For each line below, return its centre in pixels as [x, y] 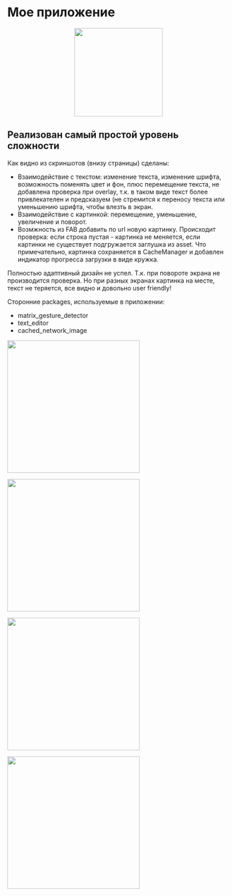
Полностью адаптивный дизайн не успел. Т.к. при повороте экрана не [114, 273]
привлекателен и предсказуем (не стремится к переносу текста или [121, 199]
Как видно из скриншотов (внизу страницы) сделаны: [88, 163]
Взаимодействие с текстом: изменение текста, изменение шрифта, [119, 177]
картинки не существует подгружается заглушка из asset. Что [112, 244]
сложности [33, 146]
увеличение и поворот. [52, 222]
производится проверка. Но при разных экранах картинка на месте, [111, 281]
